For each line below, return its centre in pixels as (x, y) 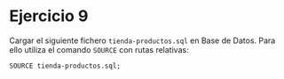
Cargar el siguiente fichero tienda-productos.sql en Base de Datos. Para (142, 40)
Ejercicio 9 (49, 16)
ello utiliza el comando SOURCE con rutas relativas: (99, 49)
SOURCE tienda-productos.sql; (65, 66)
